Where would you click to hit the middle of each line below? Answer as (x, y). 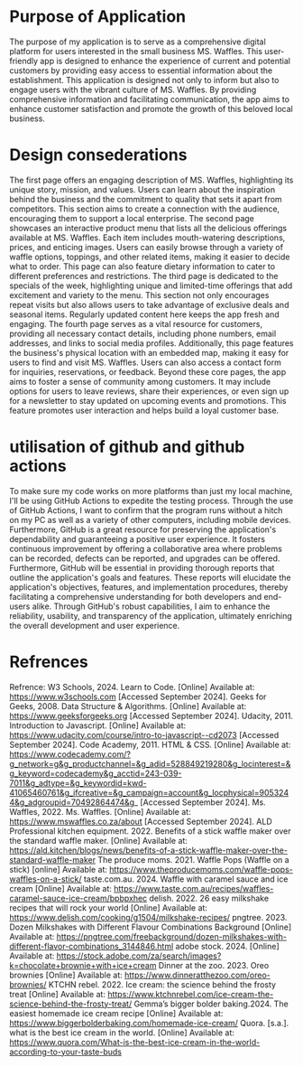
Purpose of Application (98, 17)
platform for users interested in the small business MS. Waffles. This (136, 51)
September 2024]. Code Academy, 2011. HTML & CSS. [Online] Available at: (150, 744)
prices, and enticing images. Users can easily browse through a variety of (147, 247)
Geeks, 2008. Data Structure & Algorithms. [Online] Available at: (128, 706)
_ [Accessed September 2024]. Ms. (200, 802)
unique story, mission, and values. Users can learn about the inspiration (142, 189)
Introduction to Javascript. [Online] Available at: (98, 725)
